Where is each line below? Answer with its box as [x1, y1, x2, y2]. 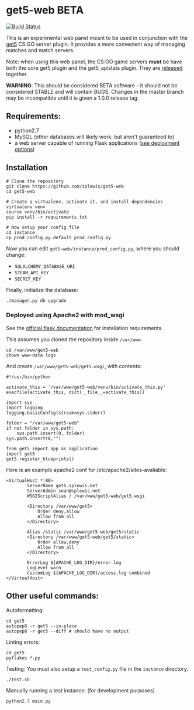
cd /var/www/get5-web [6, 347, 59, 353]
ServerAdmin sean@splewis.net [27, 488, 101, 494]
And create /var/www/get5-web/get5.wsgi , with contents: [6, 362, 142, 369]
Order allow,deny [37, 539, 80, 545]
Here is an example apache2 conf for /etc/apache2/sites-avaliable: [6, 466, 168, 473]
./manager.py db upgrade [6, 297, 67, 304]
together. [6, 70, 28, 77]
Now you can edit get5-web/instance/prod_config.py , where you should [6, 244, 179, 252]
